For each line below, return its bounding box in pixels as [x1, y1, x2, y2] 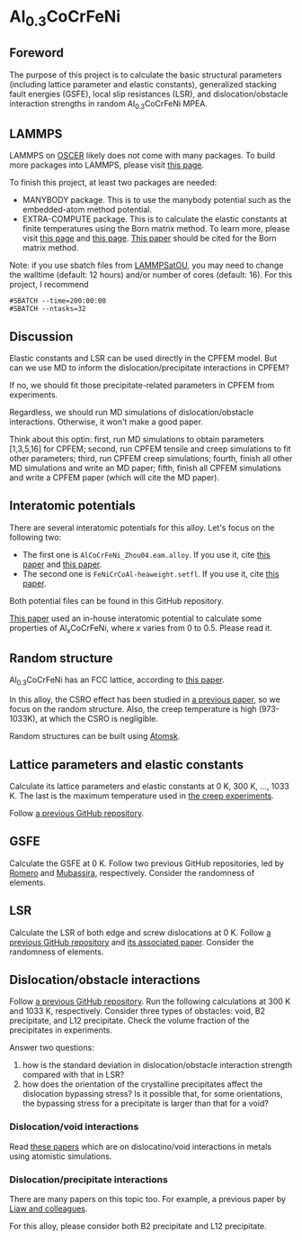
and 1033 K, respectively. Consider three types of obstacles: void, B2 [9, 1006, 265, 1017]
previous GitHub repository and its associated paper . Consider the [9, 936, 254, 947]
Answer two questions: [9, 1043, 94, 1053]
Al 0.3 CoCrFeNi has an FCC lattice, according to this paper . [9, 674, 225, 688]
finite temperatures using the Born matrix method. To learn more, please [22, 223, 290, 234]
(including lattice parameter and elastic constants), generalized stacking [9, 78, 277, 89]
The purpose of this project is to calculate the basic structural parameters [9, 69, 282, 80]
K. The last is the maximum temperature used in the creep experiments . [9, 790, 274, 801]
